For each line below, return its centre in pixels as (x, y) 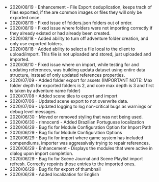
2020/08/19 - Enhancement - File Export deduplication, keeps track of (81, 7)
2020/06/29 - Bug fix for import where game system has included (77, 138)
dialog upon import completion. (41, 153)
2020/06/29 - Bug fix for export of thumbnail (55, 169)
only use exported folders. (36, 44)
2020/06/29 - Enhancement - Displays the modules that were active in (81, 148)
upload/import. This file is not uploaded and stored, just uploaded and (80, 54)
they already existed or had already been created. (60, 33)
